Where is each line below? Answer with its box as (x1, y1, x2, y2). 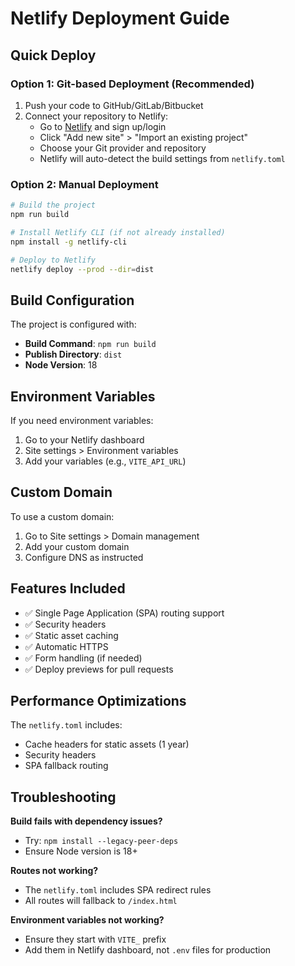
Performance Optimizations (10, 693, 187, 710)
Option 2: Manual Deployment (10, 177, 159, 191)
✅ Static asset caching (24, 629, 119, 641)
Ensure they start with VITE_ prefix (24, 933, 167, 946)
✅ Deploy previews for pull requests (24, 663, 174, 675)
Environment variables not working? (10, 914, 165, 926)
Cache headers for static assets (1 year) (24, 738, 190, 751)
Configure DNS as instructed (24, 551, 144, 563)
